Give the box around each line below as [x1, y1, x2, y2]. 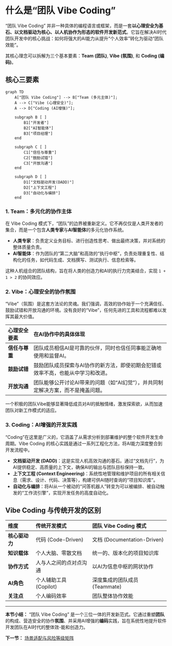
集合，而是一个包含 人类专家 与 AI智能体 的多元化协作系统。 [5, 227, 127, 233]
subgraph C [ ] [14, 144, 47, 149]
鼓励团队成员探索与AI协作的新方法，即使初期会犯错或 [33, 362, 162, 369]
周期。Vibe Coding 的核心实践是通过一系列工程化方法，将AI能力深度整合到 [5, 440, 163, 446]
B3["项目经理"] [24, 131, 53, 136]
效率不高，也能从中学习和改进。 [33, 370, 111, 377]
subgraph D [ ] [14, 174, 47, 179]
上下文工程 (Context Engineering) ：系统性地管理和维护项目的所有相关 [12, 470, 161, 477]
